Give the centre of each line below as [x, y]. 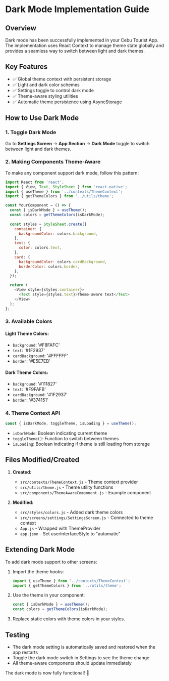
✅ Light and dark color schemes [46, 84]
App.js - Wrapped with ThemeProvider [60, 528]
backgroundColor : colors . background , [58, 234]
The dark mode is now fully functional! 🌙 [47, 673]
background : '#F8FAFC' [36, 345]
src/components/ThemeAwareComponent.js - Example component [86, 492]
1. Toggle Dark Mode [31, 133]
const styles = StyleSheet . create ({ [48, 224]
